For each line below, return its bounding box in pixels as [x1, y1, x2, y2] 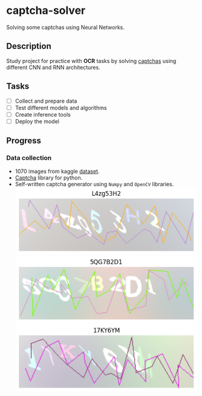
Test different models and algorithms [15, 104, 107, 111]
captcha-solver [6, 4, 86, 18]
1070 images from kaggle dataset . [15, 167, 100, 175]
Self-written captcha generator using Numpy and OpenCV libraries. [15, 180, 174, 187]
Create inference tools [15, 111, 71, 118]
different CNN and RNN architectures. [6, 63, 101, 71]
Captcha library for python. [15, 174, 83, 181]
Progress [6, 135, 41, 146]
